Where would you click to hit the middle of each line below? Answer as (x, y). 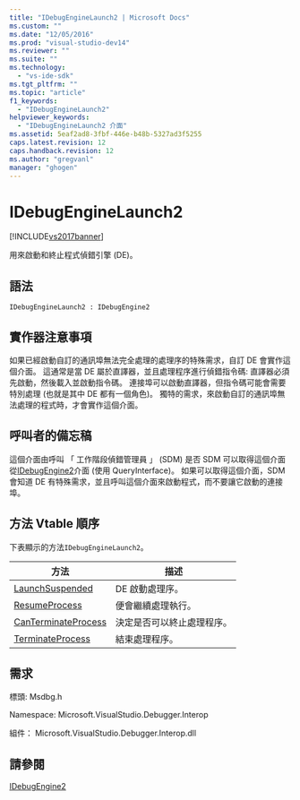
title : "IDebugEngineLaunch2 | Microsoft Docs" (100, 17)
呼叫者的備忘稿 (51, 436)
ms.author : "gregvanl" (51, 159)
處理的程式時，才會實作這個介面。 (80, 405)
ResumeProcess (48, 605)
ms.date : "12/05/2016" (51, 34)
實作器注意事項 (51, 337)
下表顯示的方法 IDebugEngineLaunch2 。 (79, 546)
